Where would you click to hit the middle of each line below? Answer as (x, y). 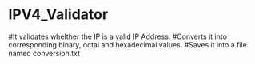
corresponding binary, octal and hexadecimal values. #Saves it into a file (128, 44)
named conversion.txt (44, 53)
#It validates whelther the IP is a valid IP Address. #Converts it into (118, 36)
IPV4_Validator (58, 15)
